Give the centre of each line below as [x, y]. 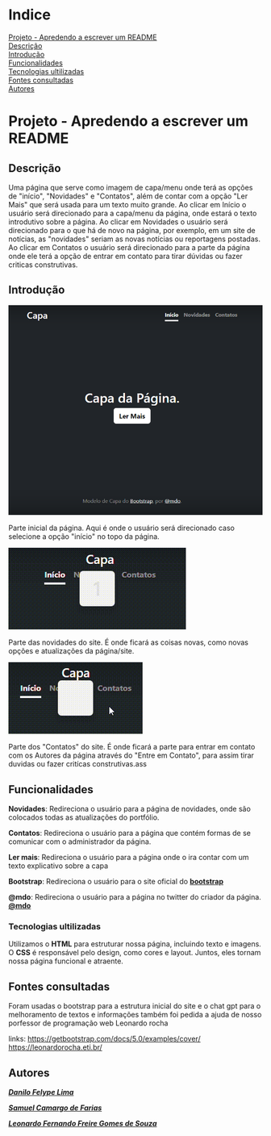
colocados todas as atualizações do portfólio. [84, 817]
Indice [29, 15]
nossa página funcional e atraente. [66, 961]
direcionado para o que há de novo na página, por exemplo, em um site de [132, 230]
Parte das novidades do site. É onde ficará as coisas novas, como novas [128, 642]
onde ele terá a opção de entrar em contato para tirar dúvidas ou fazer [126, 256]
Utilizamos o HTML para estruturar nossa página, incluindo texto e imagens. [135, 944]
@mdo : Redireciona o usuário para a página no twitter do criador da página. [135, 897]
